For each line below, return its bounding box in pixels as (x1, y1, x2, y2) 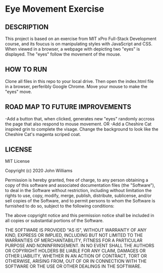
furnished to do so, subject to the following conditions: (5, 203, 114, 209)
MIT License (5, 158, 30, 164)
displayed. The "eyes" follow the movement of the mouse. (5, 51, 122, 57)
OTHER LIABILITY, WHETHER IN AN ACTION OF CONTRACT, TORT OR (5, 253, 147, 259)
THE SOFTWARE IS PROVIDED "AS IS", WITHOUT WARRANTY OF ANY (5, 227, 147, 233)
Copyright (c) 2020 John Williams (5, 168, 73, 174)
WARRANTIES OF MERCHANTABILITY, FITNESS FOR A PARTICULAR (5, 237, 143, 243)
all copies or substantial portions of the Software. (5, 218, 104, 224)
